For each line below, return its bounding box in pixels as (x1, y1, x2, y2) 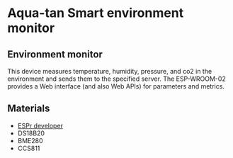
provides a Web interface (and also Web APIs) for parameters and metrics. (7, 82, 225, 90)
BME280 (17, 136, 44, 145)
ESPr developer (17, 121, 64, 130)
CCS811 (17, 144, 40, 152)
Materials (7, 103, 50, 115)
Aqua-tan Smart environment (7, 5, 184, 21)
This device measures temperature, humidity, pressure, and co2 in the (7, 67, 212, 75)
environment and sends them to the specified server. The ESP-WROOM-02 (7, 74, 227, 83)
